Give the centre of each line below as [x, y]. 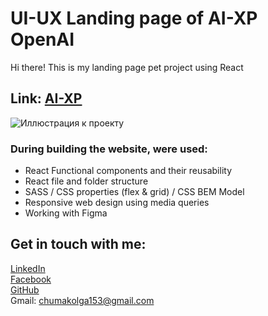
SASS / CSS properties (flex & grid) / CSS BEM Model [134, 192]
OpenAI [42, 39]
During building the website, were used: [109, 149]
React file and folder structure [86, 181]
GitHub [25, 289]
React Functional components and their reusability [128, 171]
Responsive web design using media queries [117, 203]
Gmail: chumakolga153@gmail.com [82, 300]
